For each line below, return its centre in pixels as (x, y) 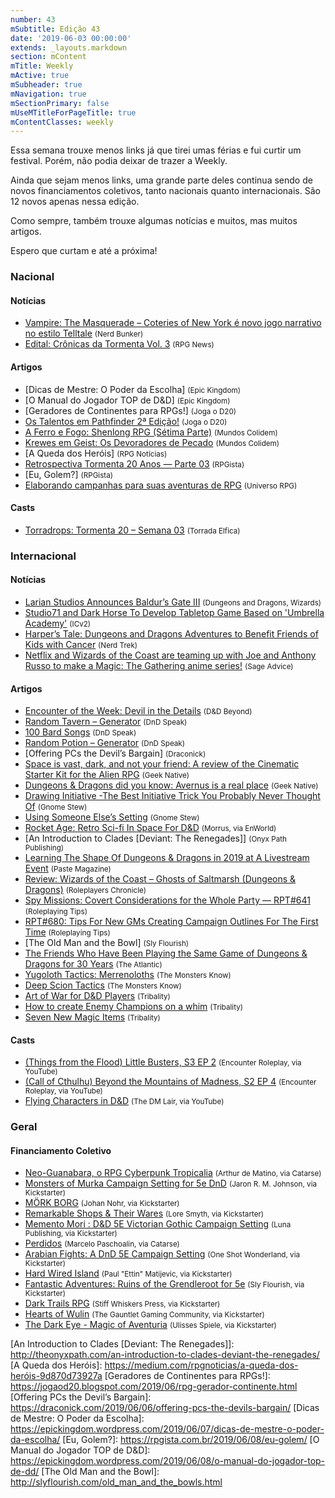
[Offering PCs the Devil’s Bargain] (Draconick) (115, 753)
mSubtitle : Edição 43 (55, 29)
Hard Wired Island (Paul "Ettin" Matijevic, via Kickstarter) (128, 1273)
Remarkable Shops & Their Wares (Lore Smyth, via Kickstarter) (144, 1213)
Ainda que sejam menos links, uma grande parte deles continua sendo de (161, 180)
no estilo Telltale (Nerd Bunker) (84, 333)
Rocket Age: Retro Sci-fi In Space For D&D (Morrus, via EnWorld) (150, 828)
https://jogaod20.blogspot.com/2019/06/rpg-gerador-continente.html (154, 1387)
